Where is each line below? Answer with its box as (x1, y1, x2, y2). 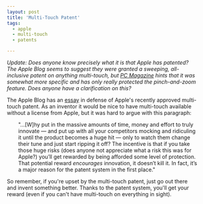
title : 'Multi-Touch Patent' (7, 15, 80, 21)
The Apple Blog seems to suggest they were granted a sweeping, (7, 65, 170, 73)
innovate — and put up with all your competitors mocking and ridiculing (18, 128, 196, 134)
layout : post (7, 8, 40, 15)
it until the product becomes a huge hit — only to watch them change (18, 134, 191, 141)
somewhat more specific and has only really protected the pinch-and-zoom (7, 78, 196, 85)
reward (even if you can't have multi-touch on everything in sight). (7, 191, 172, 197)
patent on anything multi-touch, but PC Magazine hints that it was (30, 72, 195, 79)
